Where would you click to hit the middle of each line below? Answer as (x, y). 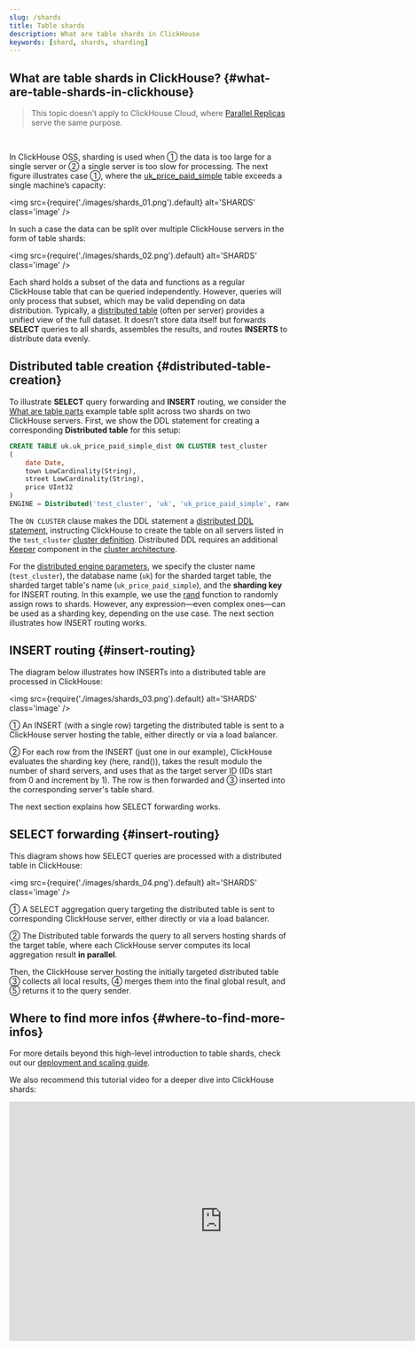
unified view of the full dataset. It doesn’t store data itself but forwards (138, 320)
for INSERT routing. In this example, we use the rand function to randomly (144, 594)
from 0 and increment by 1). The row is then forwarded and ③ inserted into (147, 780)
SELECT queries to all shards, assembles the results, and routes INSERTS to (149, 330)
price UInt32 (49, 487)
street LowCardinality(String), (85, 480)
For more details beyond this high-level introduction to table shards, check (145, 1053)
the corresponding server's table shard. (82, 789)
